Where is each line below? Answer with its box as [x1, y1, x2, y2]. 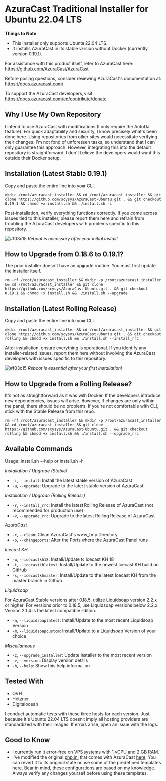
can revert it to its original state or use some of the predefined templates [12, 760, 161, 766]
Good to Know [5, 736, 50, 744]
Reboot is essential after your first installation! [28, 365, 123, 371]
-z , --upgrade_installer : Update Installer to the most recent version [12, 652, 152, 658]
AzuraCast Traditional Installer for [5, 3, 149, 15]
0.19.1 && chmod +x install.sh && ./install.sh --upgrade [5, 291, 128, 296]
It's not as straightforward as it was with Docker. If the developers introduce [5, 392, 161, 398]
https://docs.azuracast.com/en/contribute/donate [5, 96, 107, 102]
